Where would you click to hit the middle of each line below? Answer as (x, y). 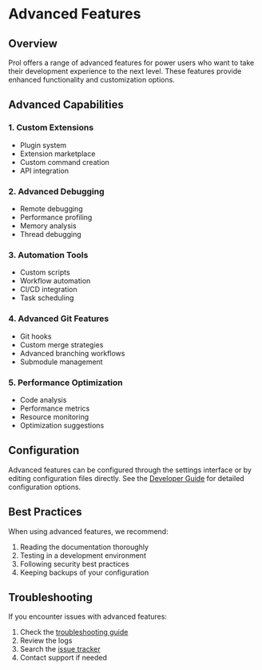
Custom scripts (45, 272)
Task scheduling (47, 298)
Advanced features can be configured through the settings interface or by (130, 470)
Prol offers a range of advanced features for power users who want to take (131, 62)
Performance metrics (55, 408)
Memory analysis (48, 226)
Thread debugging (50, 234)
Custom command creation (65, 162)
